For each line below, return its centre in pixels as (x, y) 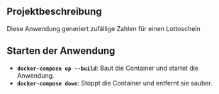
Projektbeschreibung (54, 12)
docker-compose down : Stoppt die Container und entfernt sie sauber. (115, 83)
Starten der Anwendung (61, 51)
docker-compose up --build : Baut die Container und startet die (108, 68)
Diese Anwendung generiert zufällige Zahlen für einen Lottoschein (103, 28)
